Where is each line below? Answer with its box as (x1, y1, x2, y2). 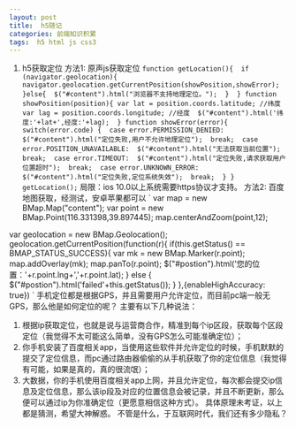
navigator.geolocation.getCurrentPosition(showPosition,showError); (21, 80, 280, 89)
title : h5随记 (9, 21, 63, 30)
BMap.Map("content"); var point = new (21, 202, 164, 213)
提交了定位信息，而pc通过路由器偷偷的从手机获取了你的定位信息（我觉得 (21, 353, 287, 363)
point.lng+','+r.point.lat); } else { (36, 270, 152, 280)
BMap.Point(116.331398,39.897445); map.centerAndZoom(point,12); (21, 212, 269, 223)
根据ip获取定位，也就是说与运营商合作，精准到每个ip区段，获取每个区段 (21, 320, 284, 331)
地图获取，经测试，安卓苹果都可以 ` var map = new (21, 193, 208, 203)
